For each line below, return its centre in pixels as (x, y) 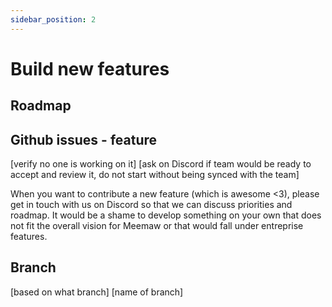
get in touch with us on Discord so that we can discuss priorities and (151, 205)
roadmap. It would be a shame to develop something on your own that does (166, 215)
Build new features (90, 68)
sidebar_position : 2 (53, 19)
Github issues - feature (84, 139)
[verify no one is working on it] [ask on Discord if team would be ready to (161, 164)
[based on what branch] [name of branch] (97, 292)
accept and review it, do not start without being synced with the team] (155, 175)
